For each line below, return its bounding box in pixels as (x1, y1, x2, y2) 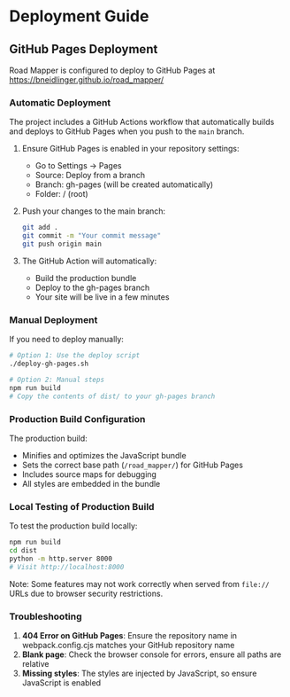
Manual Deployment (9, 313, 98, 325)
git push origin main (21, 239, 102, 249)
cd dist (9, 546, 38, 555)
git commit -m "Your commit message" (21, 231, 162, 240)
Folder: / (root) (34, 189, 88, 200)
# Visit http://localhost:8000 (9, 562, 125, 571)
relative (21, 658, 50, 669)
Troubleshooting (9, 610, 82, 623)
